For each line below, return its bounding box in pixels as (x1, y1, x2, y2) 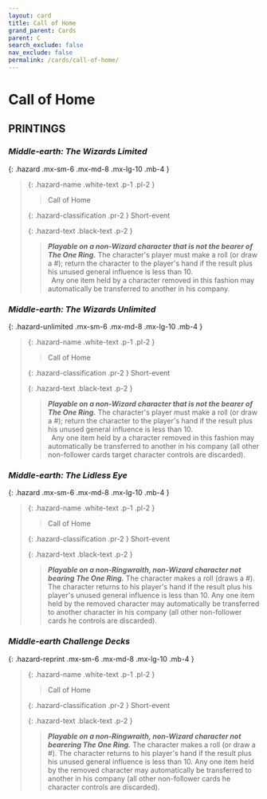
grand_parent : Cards (8, 26, 77, 34)
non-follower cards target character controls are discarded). (47, 450, 245, 459)
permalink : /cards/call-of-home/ (8, 57, 120, 65)
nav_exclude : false (8, 49, 73, 57)
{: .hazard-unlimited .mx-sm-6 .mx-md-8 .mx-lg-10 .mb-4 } (8, 322, 203, 332)
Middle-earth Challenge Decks (8, 636, 131, 647)
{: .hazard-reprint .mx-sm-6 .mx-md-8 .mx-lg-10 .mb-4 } (8, 654, 195, 663)
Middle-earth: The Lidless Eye (8, 470, 128, 481)
